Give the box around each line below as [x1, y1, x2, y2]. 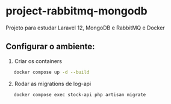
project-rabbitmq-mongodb [5, 4, 148, 18]
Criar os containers [14, 57, 63, 64]
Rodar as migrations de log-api [14, 80, 92, 87]
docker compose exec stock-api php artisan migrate [13, 91, 146, 97]
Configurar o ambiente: [5, 41, 95, 52]
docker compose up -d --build [13, 69, 90, 75]
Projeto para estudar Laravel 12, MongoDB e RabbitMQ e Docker [5, 24, 165, 31]
